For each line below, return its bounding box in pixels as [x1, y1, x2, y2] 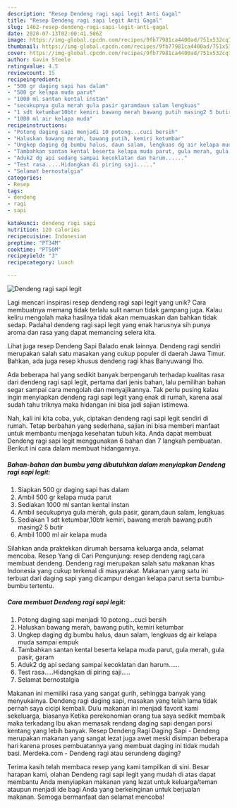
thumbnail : [7, 43, 39, 50]
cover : [7, 50, 27, 57]
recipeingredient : [7, 75, 61, 83]
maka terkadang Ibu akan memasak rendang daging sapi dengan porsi [7, 718, 212, 727]
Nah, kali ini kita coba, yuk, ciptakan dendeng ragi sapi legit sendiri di [7, 414, 209, 422]
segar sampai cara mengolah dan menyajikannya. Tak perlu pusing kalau [7, 386, 219, 393]
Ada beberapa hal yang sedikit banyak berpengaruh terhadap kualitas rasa [7, 371, 224, 379]
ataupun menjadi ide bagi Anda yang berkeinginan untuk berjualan [7, 785, 200, 793]
